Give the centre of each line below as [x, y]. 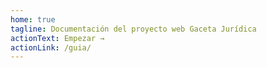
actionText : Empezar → [57, 38]
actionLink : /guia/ [51, 47]
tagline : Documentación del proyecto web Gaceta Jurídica [133, 29]
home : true [33, 19]
